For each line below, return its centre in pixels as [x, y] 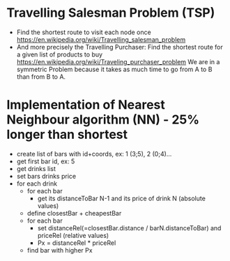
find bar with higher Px [60, 250]
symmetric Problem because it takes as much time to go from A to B [114, 69]
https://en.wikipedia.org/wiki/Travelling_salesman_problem [101, 39]
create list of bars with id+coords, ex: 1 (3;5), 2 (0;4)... [94, 154]
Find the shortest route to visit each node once [84, 32]
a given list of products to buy [59, 54]
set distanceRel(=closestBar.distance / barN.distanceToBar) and [129, 228]
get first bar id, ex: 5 [46, 161]
